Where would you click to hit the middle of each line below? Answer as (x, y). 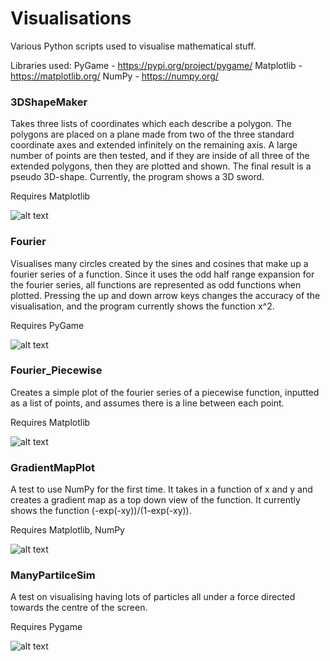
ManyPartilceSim (53, 575)
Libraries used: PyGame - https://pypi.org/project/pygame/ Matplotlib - (156, 65)
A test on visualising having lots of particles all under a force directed (153, 597)
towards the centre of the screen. (79, 608)
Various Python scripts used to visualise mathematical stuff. (133, 46)
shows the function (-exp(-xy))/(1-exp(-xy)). (101, 511)
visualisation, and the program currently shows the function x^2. (142, 306)
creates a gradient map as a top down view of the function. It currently (155, 500)
